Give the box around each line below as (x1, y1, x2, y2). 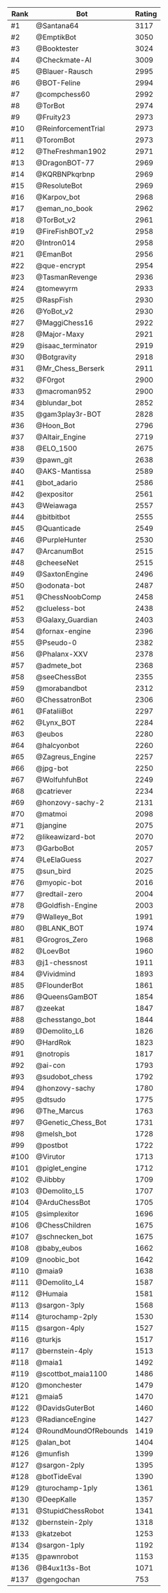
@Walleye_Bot (36, 912, 83, 922)
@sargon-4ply (36, 1323, 85, 1333)
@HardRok (36, 1038, 71, 1047)
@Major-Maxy (36, 330, 85, 339)
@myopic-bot (36, 878, 83, 887)
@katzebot (36, 1529, 72, 1538)
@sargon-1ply (36, 1540, 85, 1549)
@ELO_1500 (36, 444, 78, 453)
